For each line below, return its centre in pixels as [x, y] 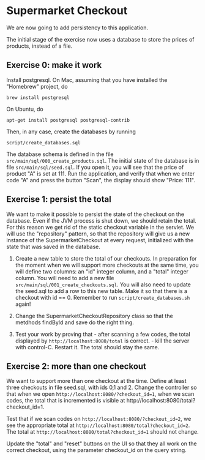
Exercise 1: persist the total [59, 199]
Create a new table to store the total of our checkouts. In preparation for [106, 258]
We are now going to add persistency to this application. [77, 28]
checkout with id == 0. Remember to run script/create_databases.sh [102, 297]
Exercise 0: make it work [54, 65]
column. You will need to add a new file [65, 278]
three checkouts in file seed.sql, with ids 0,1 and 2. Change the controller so [102, 388]
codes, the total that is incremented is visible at [66, 401]
